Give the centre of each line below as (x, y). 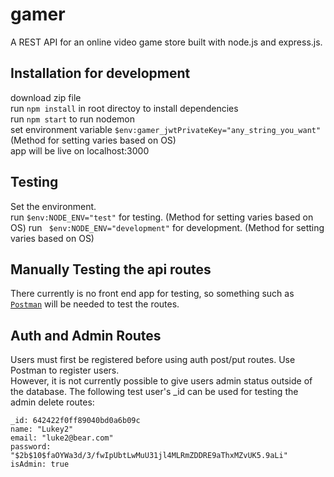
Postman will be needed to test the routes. (95, 304)
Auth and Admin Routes (86, 335)
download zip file (46, 97)
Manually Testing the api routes (111, 269)
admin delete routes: (52, 402)
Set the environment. (53, 206)
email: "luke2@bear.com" (62, 438)
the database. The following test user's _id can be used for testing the (154, 392)
